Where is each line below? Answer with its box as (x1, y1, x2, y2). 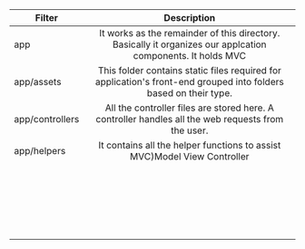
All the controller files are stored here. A (104, 101, 275, 114)
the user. (171, 124, 209, 137)
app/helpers (14, 145, 66, 157)
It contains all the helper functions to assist (98, 139, 281, 151)
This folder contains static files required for (97, 64, 281, 76)
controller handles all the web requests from (95, 113, 284, 125)
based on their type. (146, 87, 233, 99)
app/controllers (14, 113, 80, 125)
